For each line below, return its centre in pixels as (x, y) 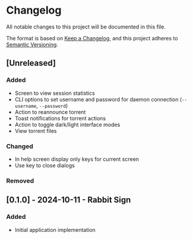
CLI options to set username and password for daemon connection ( (98, 99)
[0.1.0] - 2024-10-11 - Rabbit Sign (69, 200)
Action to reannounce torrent (50, 112)
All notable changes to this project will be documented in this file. (86, 27)
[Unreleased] (31, 63)
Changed (20, 146)
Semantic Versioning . (32, 44)
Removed (20, 180)
